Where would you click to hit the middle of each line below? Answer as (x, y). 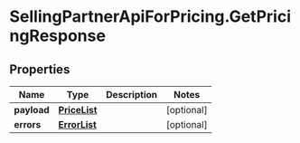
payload (32, 110)
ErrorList (77, 124)
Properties (40, 69)
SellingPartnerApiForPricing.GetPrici (150, 17)
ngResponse (58, 36)
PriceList (78, 110)
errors (28, 124)
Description (132, 95)
